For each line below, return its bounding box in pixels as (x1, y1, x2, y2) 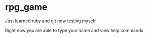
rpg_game (5, 1, 48, 13)
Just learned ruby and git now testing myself (5, 18, 96, 24)
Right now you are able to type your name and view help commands (5, 27, 144, 33)
